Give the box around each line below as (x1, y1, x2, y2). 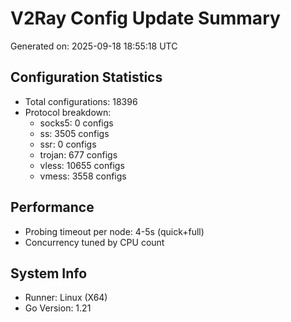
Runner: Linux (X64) (24, 292, 108, 304)
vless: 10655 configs (39, 159, 125, 171)
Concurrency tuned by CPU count (24, 236, 165, 248)
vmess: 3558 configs (39, 170, 127, 182)
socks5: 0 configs (39, 117, 114, 129)
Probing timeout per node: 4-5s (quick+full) (24, 225, 205, 237)
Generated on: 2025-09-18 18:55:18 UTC (10, 40, 178, 52)
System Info (10, 265, 88, 282)
